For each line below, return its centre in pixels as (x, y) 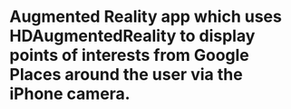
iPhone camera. (70, 94)
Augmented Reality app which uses (146, 17)
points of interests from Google (129, 55)
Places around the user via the (126, 75)
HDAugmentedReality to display (132, 36)
